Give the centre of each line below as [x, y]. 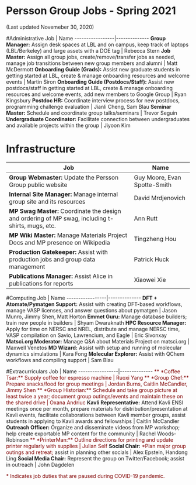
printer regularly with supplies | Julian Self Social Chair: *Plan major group [96, 446]
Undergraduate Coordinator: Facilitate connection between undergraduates [98, 119]
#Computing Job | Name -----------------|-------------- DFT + [82, 298]
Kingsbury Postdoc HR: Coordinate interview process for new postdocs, [93, 100]
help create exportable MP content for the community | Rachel [81, 434]
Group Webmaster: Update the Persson [64, 177]
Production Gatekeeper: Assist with [58, 252]
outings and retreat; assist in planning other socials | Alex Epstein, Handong [97, 452]
